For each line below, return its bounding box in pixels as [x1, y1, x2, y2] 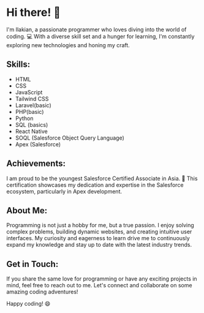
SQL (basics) [15, 121, 48, 128]
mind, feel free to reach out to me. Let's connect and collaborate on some [6, 282, 192, 289]
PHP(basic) [15, 108, 44, 115]
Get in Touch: [6, 258, 59, 269]
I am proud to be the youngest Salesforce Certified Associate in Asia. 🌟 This [6, 175, 198, 182]
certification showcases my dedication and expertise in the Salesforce [6, 181, 184, 189]
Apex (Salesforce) [15, 140, 61, 148]
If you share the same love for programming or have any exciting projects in [6, 275, 197, 282]
